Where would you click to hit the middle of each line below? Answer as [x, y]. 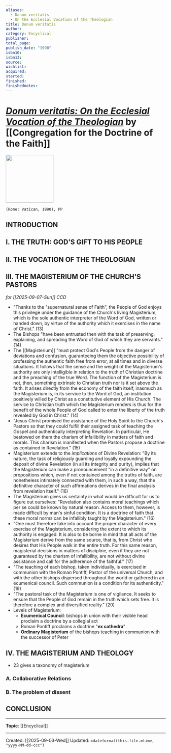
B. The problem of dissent [38, 692]
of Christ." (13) [28, 329]
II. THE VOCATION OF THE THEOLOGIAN [71, 260]
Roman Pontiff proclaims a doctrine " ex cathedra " [73, 626]
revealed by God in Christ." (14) [46, 415]
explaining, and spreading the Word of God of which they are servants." [88, 339]
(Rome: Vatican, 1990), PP [34, 209]
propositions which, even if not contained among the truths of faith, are [88, 475]
